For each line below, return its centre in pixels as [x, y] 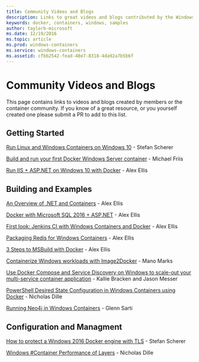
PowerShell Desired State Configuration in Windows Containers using [91, 290]
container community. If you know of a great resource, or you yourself [92, 108]
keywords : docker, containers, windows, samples [67, 23]
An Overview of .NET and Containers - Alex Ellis [65, 203]
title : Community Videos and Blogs [50, 12]
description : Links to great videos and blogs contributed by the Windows [100, 17]
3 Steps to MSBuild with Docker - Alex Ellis [58, 250]
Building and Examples [49, 189]
